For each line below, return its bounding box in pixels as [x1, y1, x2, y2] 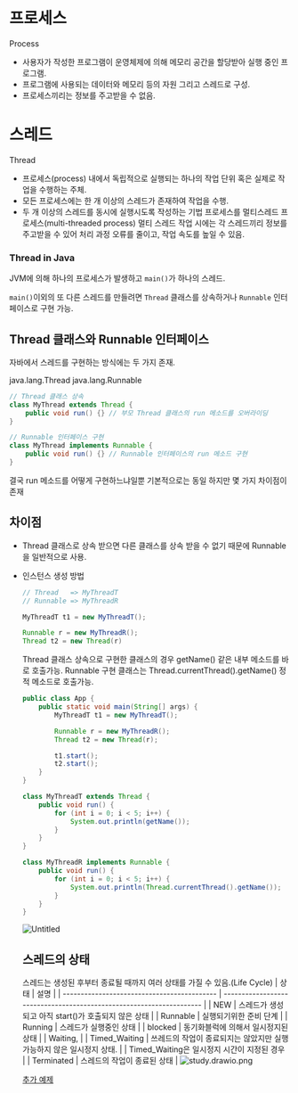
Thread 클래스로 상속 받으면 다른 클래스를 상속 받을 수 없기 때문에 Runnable [21, 540, 287, 551]
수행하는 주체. [38, 184, 87, 194]
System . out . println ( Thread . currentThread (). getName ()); [69, 883, 282, 892]
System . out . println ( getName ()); [69, 817, 190, 826]
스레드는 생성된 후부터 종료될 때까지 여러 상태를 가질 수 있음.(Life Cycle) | [21, 977, 278, 988]
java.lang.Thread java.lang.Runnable [9, 374, 142, 385]
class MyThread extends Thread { [9, 400, 133, 409]
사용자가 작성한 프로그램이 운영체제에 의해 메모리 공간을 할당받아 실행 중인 [21, 56, 279, 67]
